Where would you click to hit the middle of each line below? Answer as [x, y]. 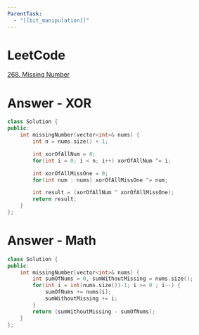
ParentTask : [25, 14]
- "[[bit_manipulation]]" [52, 20]
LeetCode [36, 55]
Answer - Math [52, 241]
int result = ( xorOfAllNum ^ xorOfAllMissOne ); [103, 193]
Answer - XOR [50, 103]
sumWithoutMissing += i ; [81, 299]
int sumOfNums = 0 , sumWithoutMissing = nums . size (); [113, 279]
